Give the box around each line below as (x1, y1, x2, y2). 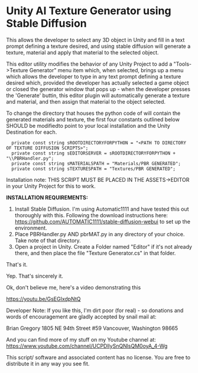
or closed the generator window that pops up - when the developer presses (6, 85, 191, 92)
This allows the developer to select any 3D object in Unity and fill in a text (6, 36, 185, 43)
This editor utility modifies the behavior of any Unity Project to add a (6, 60, 173, 67)
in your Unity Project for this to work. (6, 182, 96, 189)
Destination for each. (6, 128, 57, 136)
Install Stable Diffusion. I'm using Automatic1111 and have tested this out (14, 205, 189, 213)
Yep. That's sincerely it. (6, 272, 64, 279)
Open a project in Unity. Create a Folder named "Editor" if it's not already (14, 243, 192, 250)
